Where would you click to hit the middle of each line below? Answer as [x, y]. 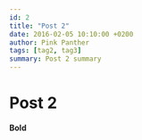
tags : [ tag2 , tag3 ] [46, 51]
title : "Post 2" [39, 26]
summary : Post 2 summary [55, 59]
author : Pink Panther [50, 42]
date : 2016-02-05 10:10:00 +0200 [71, 34]
